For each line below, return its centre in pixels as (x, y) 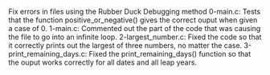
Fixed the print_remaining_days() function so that (170, 54)
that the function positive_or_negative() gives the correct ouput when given (133, 20)
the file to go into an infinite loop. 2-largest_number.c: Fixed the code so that (135, 37)
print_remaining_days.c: (48, 54)
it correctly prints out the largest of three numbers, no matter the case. (125, 45)
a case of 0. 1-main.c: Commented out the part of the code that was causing (135, 28)
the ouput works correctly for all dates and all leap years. (103, 62)
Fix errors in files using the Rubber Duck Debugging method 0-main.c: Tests (135, 12)
